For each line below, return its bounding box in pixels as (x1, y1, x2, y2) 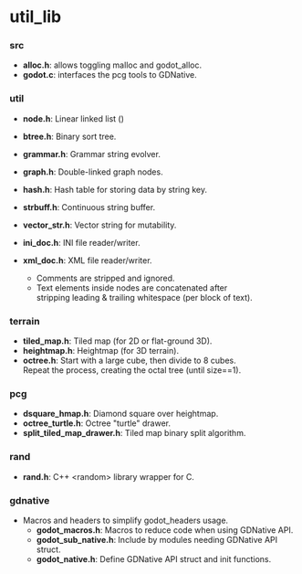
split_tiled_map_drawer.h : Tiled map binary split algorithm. (22, 428, 246, 439)
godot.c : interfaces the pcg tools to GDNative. (22, 69, 198, 80)
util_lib (9, 6, 62, 27)
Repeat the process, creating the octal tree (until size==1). (22, 365, 242, 376)
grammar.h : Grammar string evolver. (22, 148, 161, 159)
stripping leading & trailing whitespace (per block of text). (36, 292, 253, 303)
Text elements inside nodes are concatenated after (36, 282, 228, 293)
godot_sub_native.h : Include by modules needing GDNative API (36, 534, 278, 545)
